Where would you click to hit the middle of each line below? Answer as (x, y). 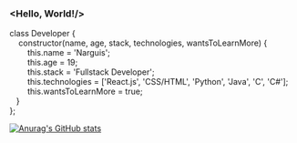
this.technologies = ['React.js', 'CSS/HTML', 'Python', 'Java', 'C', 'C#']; (158, 82)
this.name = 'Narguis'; (69, 53)
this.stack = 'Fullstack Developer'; (91, 72)
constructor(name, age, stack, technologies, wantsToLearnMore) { (143, 43)
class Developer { (42, 34)
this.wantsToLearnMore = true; (85, 92)
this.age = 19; (52, 63)
